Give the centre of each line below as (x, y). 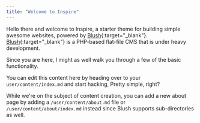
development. (23, 48)
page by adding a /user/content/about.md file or (66, 102)
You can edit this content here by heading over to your (74, 77)
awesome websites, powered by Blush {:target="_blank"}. (77, 35)
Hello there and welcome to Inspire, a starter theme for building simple (93, 29)
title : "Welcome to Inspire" (43, 12)
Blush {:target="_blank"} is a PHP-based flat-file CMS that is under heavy (96, 41)
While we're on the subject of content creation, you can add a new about (96, 95)
